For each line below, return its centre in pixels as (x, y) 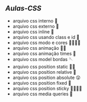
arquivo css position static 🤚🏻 (44, 67)
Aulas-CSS (24, 8)
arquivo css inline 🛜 (33, 32)
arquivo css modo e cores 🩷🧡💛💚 (47, 43)
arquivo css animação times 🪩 (44, 53)
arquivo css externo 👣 (36, 26)
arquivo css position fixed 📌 (42, 83)
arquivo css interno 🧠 (35, 21)
